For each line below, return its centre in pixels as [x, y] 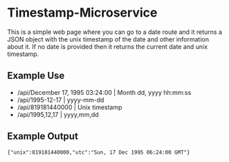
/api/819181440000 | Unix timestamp [70, 107]
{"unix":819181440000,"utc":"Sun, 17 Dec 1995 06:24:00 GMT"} [99, 152]
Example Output [43, 136]
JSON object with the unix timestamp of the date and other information [108, 39]
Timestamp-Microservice [82, 13]
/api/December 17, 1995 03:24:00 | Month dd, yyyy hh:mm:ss [104, 92]
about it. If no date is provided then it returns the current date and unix [108, 46]
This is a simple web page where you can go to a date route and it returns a [115, 32]
